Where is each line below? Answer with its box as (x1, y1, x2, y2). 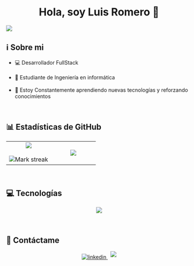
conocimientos (14, 92, 51, 100)
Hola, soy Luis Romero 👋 (38, 5, 160, 19)
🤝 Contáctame (6, 235, 60, 245)
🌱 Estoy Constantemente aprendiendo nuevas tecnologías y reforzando (14, 86, 189, 94)
